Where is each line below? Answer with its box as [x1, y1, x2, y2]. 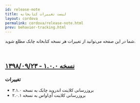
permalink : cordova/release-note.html [5, 20, 84, 26]
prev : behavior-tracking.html [5, 25, 67, 30]
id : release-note [5, 7, 40, 12]
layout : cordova [5, 16, 38, 21]
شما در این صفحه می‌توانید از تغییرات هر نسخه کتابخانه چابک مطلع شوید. [5, 38, 136, 44]
